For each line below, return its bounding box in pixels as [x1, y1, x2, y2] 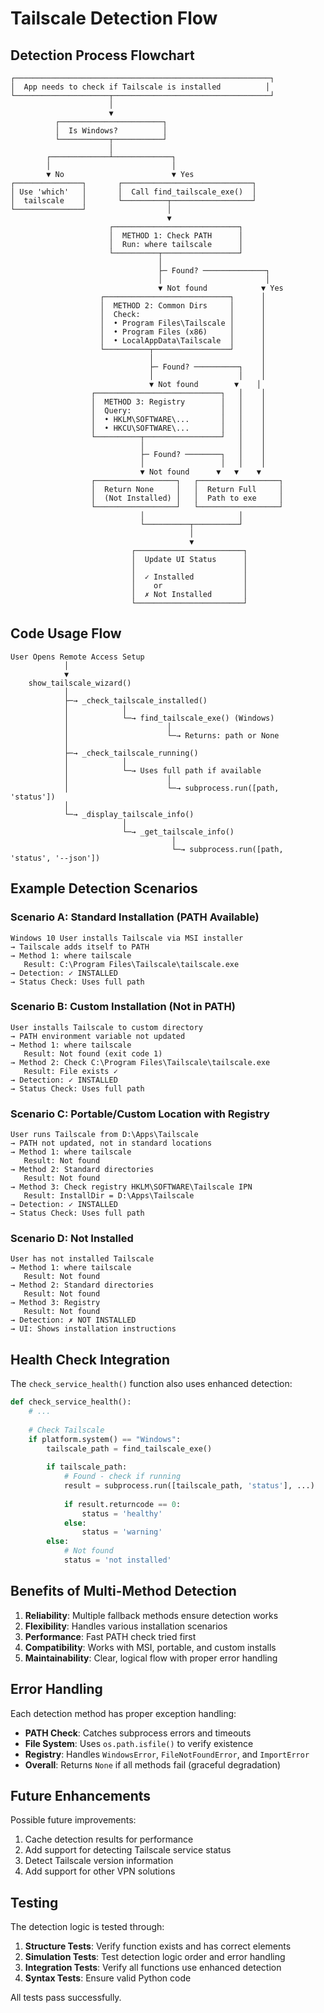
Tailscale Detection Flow [10, 7, 218, 30]
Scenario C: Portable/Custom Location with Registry [10, 1107, 270, 1121]
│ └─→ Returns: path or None [63, 730, 280, 741]
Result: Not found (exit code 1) [23, 1048, 163, 1059]
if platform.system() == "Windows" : [28, 1434, 182, 1444]
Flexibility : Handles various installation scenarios [24, 1620, 228, 1632]
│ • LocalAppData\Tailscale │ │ [99, 336, 267, 346]
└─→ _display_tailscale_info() [63, 809, 195, 819]
